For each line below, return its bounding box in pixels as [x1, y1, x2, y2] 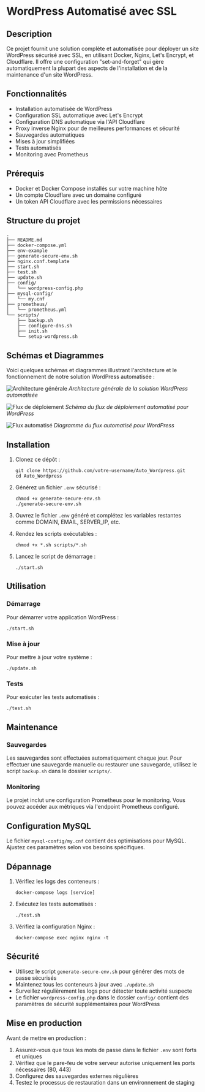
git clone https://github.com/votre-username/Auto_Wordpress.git [15, 468, 185, 474]
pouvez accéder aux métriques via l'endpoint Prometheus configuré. [6, 803, 179, 811]
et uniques [15, 1053, 42, 1060]
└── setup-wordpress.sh [17, 334, 78, 340]
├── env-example [6, 248, 48, 254]
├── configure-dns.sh [17, 323, 72, 329]
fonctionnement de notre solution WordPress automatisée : [6, 373, 155, 381]
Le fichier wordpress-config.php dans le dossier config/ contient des [15, 993, 189, 1001]
